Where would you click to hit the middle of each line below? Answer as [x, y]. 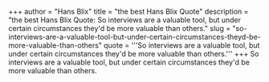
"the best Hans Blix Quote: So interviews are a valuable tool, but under [125, 20]
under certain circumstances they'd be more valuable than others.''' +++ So [134, 54]
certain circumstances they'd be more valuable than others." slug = [120, 28]
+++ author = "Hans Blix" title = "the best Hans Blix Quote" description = [128, 12]
